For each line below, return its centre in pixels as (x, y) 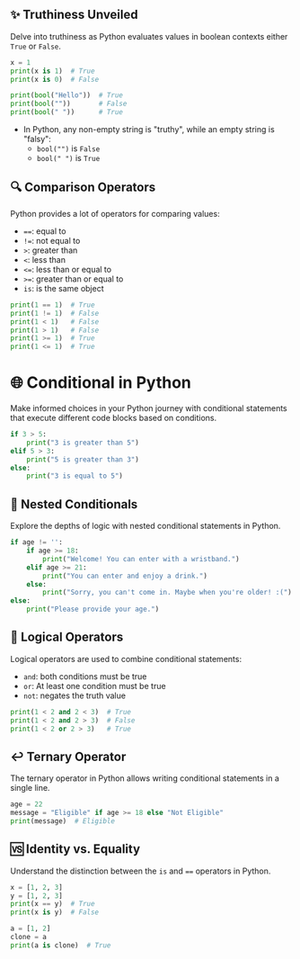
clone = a (29, 937)
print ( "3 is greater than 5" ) (83, 443)
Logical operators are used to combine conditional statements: (126, 659)
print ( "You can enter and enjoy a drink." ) (125, 576)
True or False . (36, 46)
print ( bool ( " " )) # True (67, 112)
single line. (30, 788)
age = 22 (26, 804)
